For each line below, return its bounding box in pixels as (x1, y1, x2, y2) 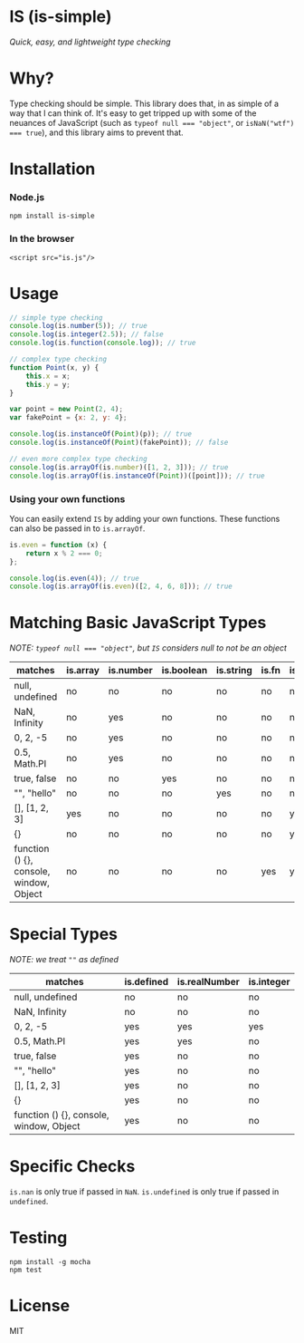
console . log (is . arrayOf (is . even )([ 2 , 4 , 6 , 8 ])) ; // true (9, 582, 233, 591)
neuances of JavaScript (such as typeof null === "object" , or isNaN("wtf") (9, 117, 295, 128)
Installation (9, 159, 96, 179)
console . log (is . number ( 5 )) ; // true (9, 322, 147, 331)
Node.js (9, 190, 45, 203)
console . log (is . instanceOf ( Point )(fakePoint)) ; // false (9, 438, 229, 448)
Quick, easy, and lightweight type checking (9, 36, 171, 47)
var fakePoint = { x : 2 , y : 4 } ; (9, 413, 128, 422)
